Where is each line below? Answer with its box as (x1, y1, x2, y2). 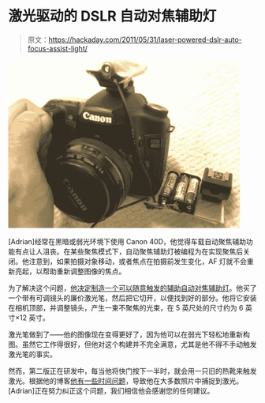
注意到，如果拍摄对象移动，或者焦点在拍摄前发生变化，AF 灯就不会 (28, 256, 247, 266)
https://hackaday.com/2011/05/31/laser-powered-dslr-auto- (48, 35, 242, 44)
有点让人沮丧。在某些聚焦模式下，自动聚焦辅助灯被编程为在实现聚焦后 (14, 247, 243, 256)
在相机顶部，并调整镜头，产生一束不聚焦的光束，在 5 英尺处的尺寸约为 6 (8, 303, 244, 312)
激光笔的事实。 (8, 349, 57, 359)
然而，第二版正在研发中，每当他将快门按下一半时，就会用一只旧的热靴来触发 (8, 366, 257, 375)
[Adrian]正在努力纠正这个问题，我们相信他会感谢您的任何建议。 (8, 386, 215, 395)
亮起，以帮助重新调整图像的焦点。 (14, 266, 126, 276)
